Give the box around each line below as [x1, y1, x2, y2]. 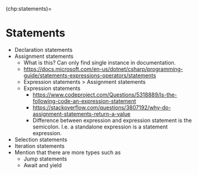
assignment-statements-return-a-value [32, 110, 131, 117]
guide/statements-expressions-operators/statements [23, 72, 156, 79]
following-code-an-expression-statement [32, 97, 137, 104]
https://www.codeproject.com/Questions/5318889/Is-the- [32, 91, 177, 98]
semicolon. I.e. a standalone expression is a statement [32, 123, 168, 130]
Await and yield [23, 161, 62, 168]
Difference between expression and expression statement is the [32, 116, 192, 124]
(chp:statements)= [5, 5, 52, 12]
